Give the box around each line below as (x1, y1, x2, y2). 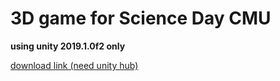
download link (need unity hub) (10, 59, 139, 71)
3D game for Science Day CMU (10, 7, 272, 30)
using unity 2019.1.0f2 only (10, 40, 126, 52)
